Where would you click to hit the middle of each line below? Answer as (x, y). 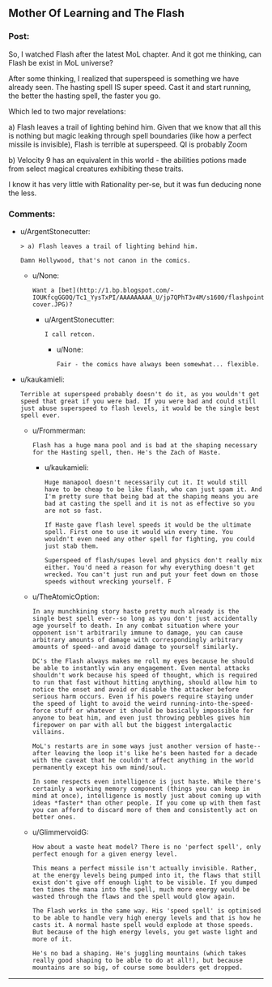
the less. (23, 193)
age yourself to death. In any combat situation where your (136, 626)
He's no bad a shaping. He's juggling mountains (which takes (139, 953)
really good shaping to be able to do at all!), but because (137, 960)
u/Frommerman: (59, 430)
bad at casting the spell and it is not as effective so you (149, 503)
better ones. (54, 817)
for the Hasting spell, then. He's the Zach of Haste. (126, 452)
